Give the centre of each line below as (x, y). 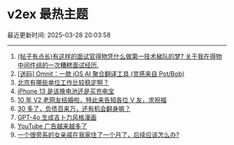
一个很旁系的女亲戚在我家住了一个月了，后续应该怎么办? (98, 135)
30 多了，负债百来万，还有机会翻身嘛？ (74, 108)
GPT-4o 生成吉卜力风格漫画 (57, 117)
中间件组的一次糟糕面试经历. (58, 65)
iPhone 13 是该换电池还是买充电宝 (66, 91)
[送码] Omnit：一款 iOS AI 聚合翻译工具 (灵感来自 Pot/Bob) (101, 73)
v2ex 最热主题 (48, 14)
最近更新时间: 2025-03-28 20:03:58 (59, 35)
